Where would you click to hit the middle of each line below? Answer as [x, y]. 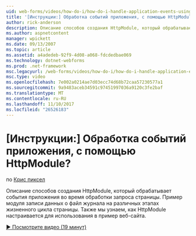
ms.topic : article [28, 50]
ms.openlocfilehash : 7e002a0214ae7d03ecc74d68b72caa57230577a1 [85, 83]
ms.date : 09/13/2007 [31, 45]
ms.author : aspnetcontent [37, 33]
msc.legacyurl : [24, 71]
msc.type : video [26, 77]
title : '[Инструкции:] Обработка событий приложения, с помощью [86, 17]
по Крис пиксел [26, 180]
